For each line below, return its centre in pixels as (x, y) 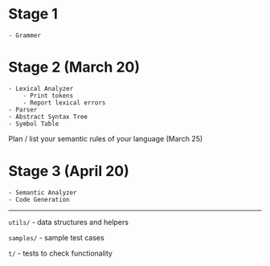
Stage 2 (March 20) (74, 67)
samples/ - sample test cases (56, 237)
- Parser (23, 109)
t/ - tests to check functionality (60, 253)
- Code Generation (39, 199)
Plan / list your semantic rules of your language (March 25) (106, 138)
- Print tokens (48, 96)
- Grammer (25, 35)
